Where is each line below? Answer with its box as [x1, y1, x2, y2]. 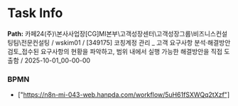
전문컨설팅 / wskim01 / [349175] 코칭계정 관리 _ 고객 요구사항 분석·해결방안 [21, 38, 231, 47]
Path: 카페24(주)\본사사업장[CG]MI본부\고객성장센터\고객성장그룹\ [7, 29, 193, 38]
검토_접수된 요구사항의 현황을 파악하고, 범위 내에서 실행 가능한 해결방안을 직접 [7, 47, 222, 55]
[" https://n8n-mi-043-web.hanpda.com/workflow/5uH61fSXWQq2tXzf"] [17, 90, 229, 99]
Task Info [7, 5, 63, 21]
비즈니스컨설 [193, 29, 228, 38]
